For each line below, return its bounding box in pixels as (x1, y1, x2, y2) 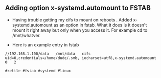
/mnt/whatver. (12, 32, 41, 38)
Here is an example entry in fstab (12, 41, 79, 48)
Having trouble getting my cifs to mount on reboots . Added (12, 17, 132, 22)
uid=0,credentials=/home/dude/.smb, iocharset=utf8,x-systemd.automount (5, 56, 157, 60)
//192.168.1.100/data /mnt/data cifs (5, 51, 91, 56)
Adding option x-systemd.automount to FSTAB (5, 4, 151, 12)
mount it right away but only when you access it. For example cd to (12, 27, 148, 33)
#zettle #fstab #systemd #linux (5, 68, 71, 73)
